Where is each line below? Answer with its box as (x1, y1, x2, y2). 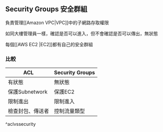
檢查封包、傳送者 (8, 107, 50, 115)
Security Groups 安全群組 (5, 5, 88, 14)
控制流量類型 (54, 107, 86, 115)
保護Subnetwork (8, 88, 48, 96)
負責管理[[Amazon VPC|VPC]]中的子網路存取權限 (5, 20, 109, 26)
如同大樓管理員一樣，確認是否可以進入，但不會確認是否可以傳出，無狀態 (5, 30, 158, 36)
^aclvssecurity (5, 121, 36, 127)
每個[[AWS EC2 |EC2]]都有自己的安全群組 (5, 41, 93, 47)
